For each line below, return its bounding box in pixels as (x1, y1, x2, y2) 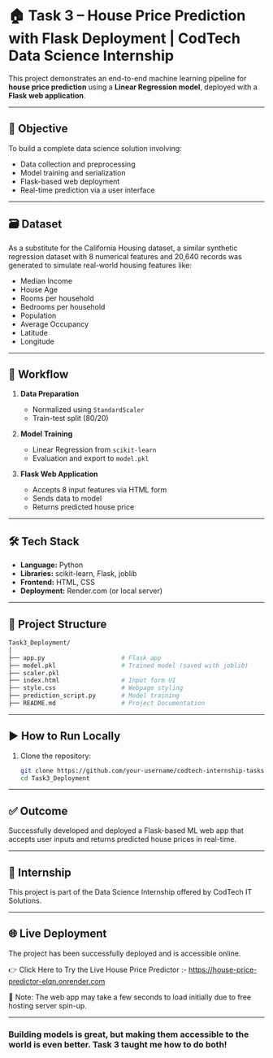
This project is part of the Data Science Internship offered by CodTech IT (8, 887, 253, 897)
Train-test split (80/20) (32, 414, 109, 423)
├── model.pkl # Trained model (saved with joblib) (8, 661, 249, 670)
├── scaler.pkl (8, 669, 60, 677)
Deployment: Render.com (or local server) (19, 586, 163, 596)
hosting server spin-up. (8, 1000, 87, 1010)
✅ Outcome (8, 804, 68, 817)
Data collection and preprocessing (19, 159, 136, 169)
